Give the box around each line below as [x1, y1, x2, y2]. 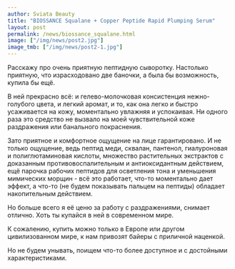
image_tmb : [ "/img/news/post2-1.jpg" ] [7, 44, 123, 51]
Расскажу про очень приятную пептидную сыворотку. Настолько [7, 64, 209, 71]
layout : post [7, 24, 46, 31]
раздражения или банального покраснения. [7, 123, 143, 131]
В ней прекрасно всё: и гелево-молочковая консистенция [7, 92, 186, 101]
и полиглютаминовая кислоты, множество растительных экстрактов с [7, 151, 224, 160]
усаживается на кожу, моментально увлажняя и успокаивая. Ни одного [7, 108, 229, 116]
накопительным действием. [7, 190, 93, 198]
